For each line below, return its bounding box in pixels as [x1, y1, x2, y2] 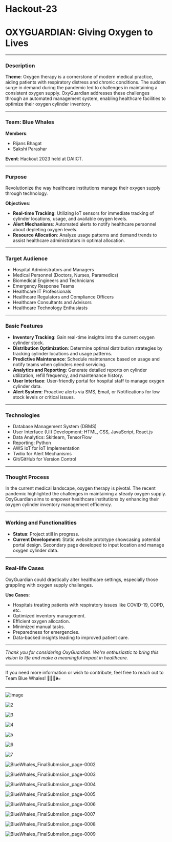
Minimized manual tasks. [12, 624, 66, 630]
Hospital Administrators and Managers [12, 267, 94, 273]
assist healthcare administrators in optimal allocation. [12, 237, 125, 244]
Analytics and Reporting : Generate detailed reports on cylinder [12, 367, 147, 373]
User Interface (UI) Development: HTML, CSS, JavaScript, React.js [12, 429, 153, 435]
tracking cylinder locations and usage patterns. [12, 350, 113, 356]
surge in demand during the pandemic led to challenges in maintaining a [5, 85, 158, 91]
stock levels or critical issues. [12, 394, 75, 400]
